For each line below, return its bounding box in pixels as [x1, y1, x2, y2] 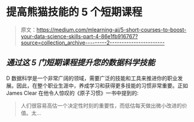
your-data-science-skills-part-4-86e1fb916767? [20, 33, 138, 40]
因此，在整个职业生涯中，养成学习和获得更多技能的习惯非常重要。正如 [16, 82, 188, 89]
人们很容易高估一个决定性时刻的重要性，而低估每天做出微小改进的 [20, 102, 182, 109]
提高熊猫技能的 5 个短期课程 [6, 5, 142, 19]
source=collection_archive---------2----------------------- [20, 39, 165, 46]
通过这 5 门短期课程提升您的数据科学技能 [6, 57, 155, 68]
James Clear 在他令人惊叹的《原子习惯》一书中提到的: [6, 89, 139, 97]
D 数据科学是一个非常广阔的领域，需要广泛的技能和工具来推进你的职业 [6, 75, 178, 82]
